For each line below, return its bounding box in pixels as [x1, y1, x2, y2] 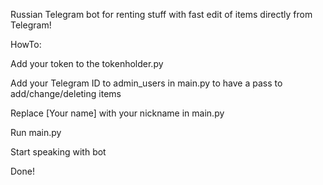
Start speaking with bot [10, 146, 107, 158]
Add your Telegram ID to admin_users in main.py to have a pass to [10, 77, 283, 89]
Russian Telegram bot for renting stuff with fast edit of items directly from [10, 9, 313, 20]
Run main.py [10, 127, 62, 138]
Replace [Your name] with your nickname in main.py [10, 107, 225, 119]
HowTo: [10, 39, 42, 50]
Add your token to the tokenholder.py [10, 58, 164, 69]
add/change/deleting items [10, 88, 122, 99]
